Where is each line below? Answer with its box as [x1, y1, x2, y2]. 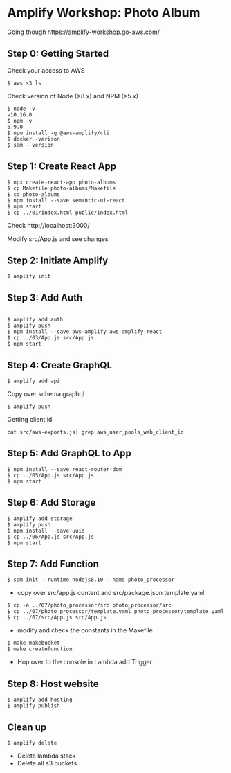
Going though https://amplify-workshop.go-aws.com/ [7, 28, 160, 36]
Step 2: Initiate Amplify [7, 254, 109, 266]
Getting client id [7, 416, 53, 423]
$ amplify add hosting [7, 696, 73, 704]
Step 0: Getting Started [7, 48, 109, 60]
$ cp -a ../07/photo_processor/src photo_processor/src [7, 602, 172, 609]
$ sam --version [7, 141, 54, 148]
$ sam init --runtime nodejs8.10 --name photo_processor [7, 576, 175, 583]
